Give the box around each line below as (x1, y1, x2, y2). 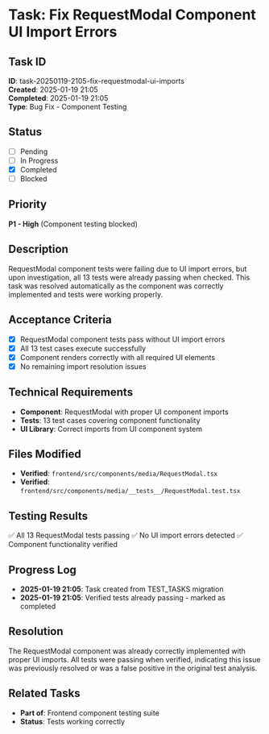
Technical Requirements (8, 385, 134, 400)
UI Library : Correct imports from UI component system (19, 424, 203, 433)
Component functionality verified (8, 540, 118, 549)
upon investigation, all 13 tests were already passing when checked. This (8, 272, 250, 282)
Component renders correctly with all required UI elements (19, 352, 216, 362)
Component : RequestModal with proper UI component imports (19, 407, 230, 417)
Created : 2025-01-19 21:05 (8, 85, 98, 94)
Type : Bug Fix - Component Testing (8, 102, 127, 111)
